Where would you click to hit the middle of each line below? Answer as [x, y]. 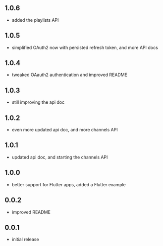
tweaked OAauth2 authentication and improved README [69, 75]
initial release [25, 240]
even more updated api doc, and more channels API [65, 130]
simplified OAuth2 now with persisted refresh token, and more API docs [85, 47]
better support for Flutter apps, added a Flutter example [69, 184]
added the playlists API [35, 20]
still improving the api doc [38, 102]
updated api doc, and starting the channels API [60, 157]
